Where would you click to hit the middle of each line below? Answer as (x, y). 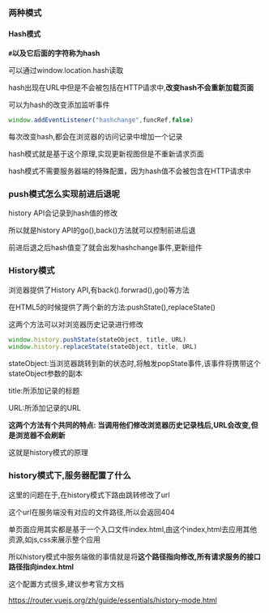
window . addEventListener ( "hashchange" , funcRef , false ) (101, 120)
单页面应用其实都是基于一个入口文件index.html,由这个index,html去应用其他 (133, 529)
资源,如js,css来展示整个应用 (55, 539)
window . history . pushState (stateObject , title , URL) (97, 339)
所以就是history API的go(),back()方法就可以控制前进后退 (102, 230)
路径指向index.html (41, 566)
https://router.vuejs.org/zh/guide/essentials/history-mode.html (113, 600)
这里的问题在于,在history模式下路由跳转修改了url (89, 495)
